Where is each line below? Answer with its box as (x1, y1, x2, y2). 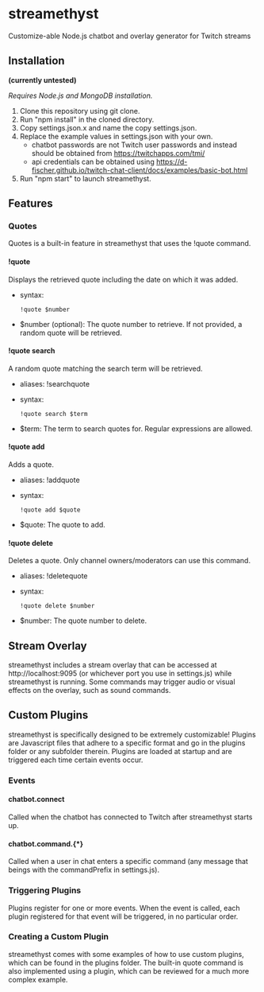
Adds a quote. (8, 460, 54, 469)
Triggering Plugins (8, 885, 82, 896)
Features (8, 196, 53, 211)
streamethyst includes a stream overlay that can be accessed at (8, 660, 217, 670)
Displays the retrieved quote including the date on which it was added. (8, 274, 239, 284)
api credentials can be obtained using (31, 157, 155, 166)
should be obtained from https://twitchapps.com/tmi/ (31, 148, 205, 158)
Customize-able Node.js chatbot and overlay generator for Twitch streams (8, 31, 251, 41)
